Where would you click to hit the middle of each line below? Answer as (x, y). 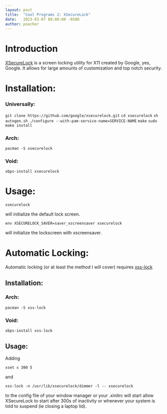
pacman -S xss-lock (26, 308)
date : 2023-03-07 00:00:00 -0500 (42, 19)
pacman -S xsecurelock (29, 148)
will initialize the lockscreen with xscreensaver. (53, 233)
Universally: (20, 104)
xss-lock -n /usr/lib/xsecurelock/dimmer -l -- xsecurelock (69, 386)
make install (19, 125)
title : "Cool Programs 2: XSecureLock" (48, 15)
